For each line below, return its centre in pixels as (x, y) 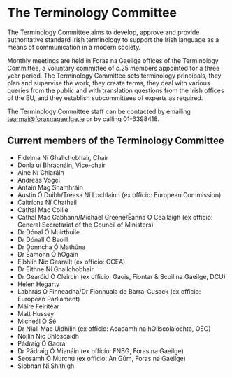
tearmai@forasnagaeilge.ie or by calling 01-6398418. (83, 119)
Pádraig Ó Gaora (41, 343)
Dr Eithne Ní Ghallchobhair (56, 269)
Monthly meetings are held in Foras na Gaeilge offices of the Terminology (113, 60)
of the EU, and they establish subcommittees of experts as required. (105, 98)
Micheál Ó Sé (37, 321)
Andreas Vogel (39, 180)
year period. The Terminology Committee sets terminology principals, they (114, 76)
